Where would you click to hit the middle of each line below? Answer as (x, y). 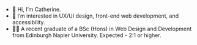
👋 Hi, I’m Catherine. (36, 9)
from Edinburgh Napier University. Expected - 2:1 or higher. (87, 35)
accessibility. (28, 22)
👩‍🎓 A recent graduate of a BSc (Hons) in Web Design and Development (102, 29)
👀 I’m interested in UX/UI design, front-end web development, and (95, 16)
